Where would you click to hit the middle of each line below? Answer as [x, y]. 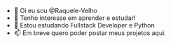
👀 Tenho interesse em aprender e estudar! [75, 18]
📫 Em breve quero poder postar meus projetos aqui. [90, 33]
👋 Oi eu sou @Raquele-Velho [56, 11]
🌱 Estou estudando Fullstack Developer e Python [84, 25]
